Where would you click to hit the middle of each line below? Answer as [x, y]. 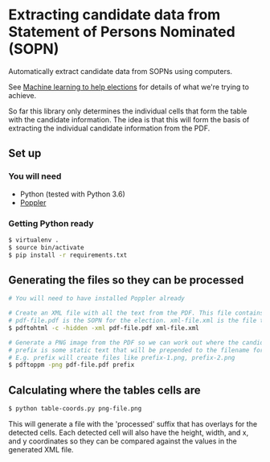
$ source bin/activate [46, 247]
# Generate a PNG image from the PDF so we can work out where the [124, 342]
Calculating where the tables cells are [104, 390]
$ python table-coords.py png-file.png [75, 409]
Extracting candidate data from [115, 15]
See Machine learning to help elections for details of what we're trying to [129, 87]
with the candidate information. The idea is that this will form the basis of [129, 119]
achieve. [22, 95]
